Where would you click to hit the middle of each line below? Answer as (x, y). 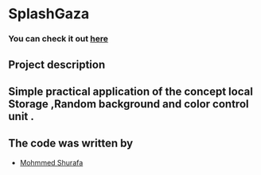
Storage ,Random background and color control (129, 104)
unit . (21, 116)
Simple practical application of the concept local (130, 91)
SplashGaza (49, 14)
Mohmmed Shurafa (51, 162)
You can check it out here (58, 39)
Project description (57, 64)
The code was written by (71, 144)
